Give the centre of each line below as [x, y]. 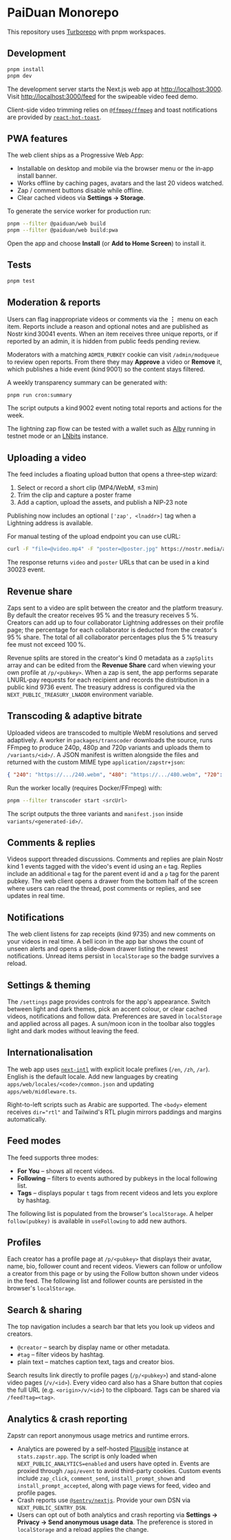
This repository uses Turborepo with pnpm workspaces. [87, 32]
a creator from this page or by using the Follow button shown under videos [113, 1274]
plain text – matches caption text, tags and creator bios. [96, 1362]
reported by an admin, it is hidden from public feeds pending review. [104, 341]
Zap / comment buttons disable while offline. [80, 190]
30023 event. [26, 569]
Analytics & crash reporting [67, 1419]
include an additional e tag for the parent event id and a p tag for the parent [113, 874]
